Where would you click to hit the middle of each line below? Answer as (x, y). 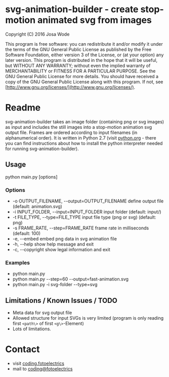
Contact (23, 349)
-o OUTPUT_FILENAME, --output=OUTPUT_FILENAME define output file (88, 201)
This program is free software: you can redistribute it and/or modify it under (84, 44)
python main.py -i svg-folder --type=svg (55, 285)
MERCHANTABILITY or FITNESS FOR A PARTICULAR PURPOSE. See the (80, 71)
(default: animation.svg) (37, 206)
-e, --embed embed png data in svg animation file (65, 238)
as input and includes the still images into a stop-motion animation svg (79, 127)
